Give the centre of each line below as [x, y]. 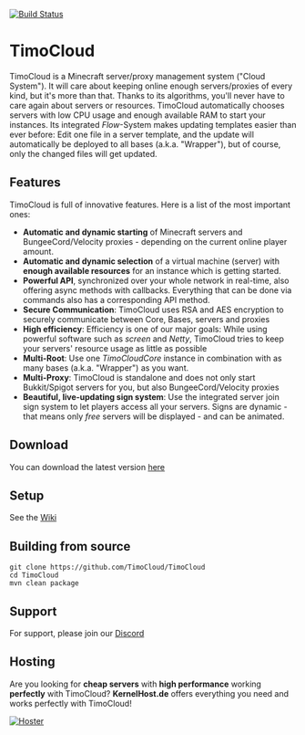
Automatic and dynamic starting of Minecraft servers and [132, 232]
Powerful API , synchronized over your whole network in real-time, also [156, 280]
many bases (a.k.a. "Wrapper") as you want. [106, 367]
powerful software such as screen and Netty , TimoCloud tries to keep [153, 339]
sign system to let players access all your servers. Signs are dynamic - [155, 406]
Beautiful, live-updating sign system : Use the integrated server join [151, 396]
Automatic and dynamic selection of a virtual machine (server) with [151, 261]
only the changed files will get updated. [83, 153]
